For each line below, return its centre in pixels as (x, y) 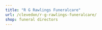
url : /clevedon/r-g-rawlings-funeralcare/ (51, 15)
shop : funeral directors (32, 19)
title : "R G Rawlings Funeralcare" (43, 10)
